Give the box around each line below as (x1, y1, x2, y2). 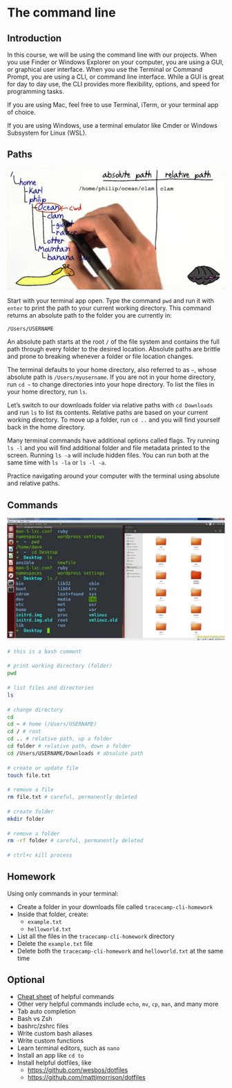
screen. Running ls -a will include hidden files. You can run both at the (7, 451, 209, 460)
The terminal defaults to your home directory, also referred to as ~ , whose (7, 366, 217, 374)
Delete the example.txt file (17, 939, 93, 947)
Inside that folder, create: (17, 910, 89, 918)
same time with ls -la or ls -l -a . (7, 458, 107, 467)
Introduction (7, 32, 62, 44)
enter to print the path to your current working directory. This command (7, 304, 212, 312)
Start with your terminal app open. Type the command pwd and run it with (7, 297, 214, 305)
